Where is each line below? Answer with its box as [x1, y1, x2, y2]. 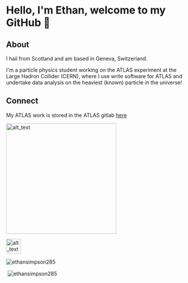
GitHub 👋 [6, 16, 51, 29]
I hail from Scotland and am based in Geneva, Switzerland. [6, 55, 148, 62]
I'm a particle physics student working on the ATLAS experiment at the [6, 66, 177, 74]
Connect [6, 96, 39, 106]
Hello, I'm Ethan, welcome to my [6, 4, 166, 17]
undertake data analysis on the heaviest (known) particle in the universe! [6, 79, 182, 86]
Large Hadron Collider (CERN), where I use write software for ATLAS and [6, 73, 183, 79]
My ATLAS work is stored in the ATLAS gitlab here [6, 111, 127, 118]
